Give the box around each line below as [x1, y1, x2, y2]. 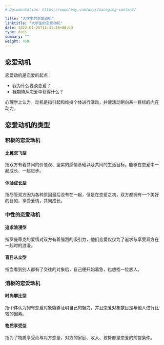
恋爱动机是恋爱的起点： [5, 72, 52, 78]
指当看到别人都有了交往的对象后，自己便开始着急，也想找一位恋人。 [5, 266, 142, 272]
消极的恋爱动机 [5, 280, 41, 287]
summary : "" [5, 34, 29, 39]
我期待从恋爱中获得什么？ [12, 89, 64, 95]
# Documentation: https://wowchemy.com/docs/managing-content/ [5, 7, 137, 12]
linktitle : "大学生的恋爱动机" [5, 21, 63, 25]
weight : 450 [5, 39, 29, 44]
